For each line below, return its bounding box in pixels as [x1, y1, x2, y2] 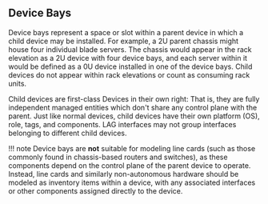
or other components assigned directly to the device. [8, 186, 183, 195]
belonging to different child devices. [8, 128, 127, 138]
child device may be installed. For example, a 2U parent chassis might [8, 36, 238, 46]
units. [8, 78, 26, 88]
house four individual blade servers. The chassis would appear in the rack [8, 44, 252, 54]
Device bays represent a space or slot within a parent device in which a [8, 27, 244, 37]
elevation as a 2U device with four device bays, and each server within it [8, 53, 248, 62]
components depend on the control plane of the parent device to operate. [8, 160, 251, 170]
